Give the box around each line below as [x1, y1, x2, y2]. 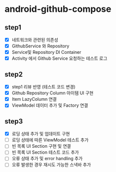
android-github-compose [4, 3, 112, 15]
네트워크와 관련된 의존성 [11, 37, 59, 43]
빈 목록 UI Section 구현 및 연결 [11, 143, 71, 149]
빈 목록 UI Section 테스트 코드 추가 [11, 149, 79, 155]
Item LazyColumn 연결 [11, 96, 57, 102]
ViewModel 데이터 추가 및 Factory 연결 [11, 102, 88, 108]
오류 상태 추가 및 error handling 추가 [11, 156, 83, 162]
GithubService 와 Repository [11, 43, 70, 49]
